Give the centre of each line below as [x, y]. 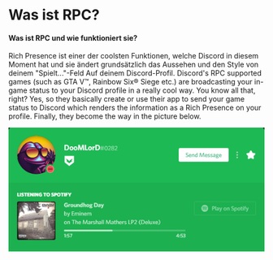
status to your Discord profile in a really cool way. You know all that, [142, 90]
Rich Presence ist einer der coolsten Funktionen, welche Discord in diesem [134, 56]
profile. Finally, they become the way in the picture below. [105, 116]
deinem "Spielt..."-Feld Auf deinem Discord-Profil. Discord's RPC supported [135, 73]
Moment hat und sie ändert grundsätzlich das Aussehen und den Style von [134, 65]
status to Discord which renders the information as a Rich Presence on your [135, 108]
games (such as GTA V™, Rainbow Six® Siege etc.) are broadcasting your [131, 82]
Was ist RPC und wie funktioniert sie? [73, 37]
